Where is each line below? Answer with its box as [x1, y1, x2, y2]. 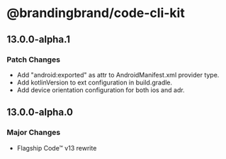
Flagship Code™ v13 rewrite [16, 143, 97, 152]
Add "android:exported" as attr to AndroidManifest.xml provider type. [16, 70, 220, 79]
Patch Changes [6, 55, 61, 65]
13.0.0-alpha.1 [6, 33, 71, 45]
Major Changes [6, 128, 61, 138]
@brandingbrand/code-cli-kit [6, 5, 185, 21]
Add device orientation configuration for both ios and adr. [16, 85, 185, 94]
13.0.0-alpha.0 [6, 106, 74, 119]
